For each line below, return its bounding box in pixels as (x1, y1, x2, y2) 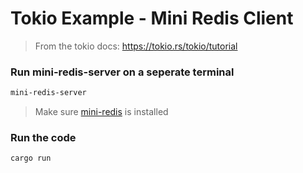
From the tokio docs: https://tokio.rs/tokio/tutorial (34, 40, 238, 52)
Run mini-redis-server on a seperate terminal (10, 65, 235, 79)
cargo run (10, 153, 52, 164)
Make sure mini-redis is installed (34, 106, 169, 118)
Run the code (10, 131, 77, 145)
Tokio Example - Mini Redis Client (10, 7, 294, 30)
